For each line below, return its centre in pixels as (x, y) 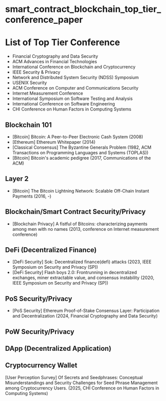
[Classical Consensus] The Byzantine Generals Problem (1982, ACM (82, 147)
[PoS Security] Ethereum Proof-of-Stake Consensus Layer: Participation (86, 311)
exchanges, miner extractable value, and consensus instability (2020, (83, 278)
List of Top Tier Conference (63, 43)
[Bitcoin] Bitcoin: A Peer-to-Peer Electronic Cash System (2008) (78, 137)
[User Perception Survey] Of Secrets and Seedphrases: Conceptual (74, 377)
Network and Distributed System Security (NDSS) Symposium (75, 78)
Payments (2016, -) (32, 196)
